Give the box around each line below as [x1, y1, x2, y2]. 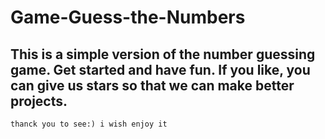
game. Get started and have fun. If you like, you [10, 61, 311, 78]
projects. [10, 92, 68, 110]
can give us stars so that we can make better [10, 77, 295, 94]
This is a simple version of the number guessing [10, 46, 316, 63]
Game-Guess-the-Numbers [10, 6, 246, 29]
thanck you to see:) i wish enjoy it [10, 119, 168, 129]
